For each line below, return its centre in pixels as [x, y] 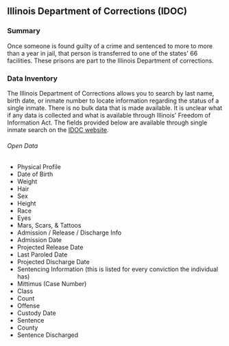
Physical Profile [39, 167]
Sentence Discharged [48, 335]
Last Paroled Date [42, 255]
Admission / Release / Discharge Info [69, 233]
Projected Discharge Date [53, 262]
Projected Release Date [50, 248]
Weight [27, 182]
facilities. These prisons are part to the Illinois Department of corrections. [110, 61]
